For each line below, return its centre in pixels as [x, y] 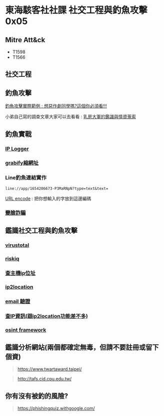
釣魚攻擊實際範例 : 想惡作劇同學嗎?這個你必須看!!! [56, 106]
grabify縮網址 [22, 163]
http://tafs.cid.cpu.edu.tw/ [44, 379]
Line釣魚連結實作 [26, 178]
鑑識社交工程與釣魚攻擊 [41, 231]
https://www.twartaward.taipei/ [49, 369]
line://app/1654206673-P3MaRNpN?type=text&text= [57, 188]
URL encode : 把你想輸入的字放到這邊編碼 [48, 198]
